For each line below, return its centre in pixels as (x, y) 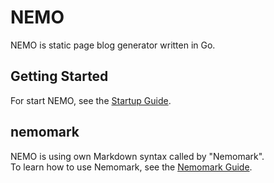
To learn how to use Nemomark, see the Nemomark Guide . (131, 167)
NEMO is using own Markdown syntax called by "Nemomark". (137, 156)
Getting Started (59, 76)
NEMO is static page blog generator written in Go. (113, 45)
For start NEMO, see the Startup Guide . (91, 100)
